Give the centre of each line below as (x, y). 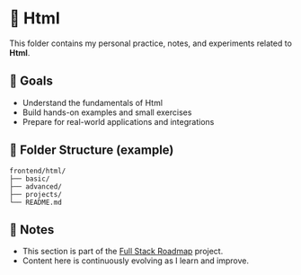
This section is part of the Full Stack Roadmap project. (123, 252)
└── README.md (36, 202)
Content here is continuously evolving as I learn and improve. (136, 261)
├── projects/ (36, 194)
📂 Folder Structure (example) (92, 151)
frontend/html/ (38, 171)
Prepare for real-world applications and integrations (118, 121)
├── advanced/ (36, 186)
